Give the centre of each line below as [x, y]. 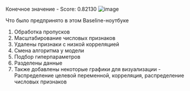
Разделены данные [38, 63]
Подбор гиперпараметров [47, 57]
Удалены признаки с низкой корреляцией [66, 44]
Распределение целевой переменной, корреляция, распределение [99, 75]
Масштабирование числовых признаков [65, 38]
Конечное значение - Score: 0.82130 [51, 9]
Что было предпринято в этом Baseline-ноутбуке [67, 20]
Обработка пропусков [42, 32]
